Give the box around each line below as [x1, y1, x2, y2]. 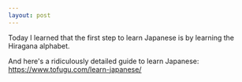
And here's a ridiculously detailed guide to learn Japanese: [8, 56, 199, 66]
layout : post [8, 11, 51, 20]
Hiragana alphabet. [8, 41, 70, 51]
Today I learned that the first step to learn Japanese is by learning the [8, 33, 235, 42]
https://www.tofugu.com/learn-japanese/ [8, 64, 142, 74]
